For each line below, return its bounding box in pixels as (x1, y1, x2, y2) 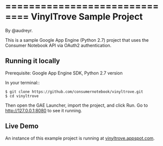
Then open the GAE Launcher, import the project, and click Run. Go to (5, 102, 148, 108)
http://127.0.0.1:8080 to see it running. (5, 107, 82, 113)
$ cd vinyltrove (5, 93, 39, 98)
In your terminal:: (5, 79, 40, 85)
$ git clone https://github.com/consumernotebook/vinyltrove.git (5, 89, 143, 94)
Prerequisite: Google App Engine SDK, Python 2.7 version (5, 70, 123, 76)
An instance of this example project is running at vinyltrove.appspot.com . (5, 135, 155, 141)
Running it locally (5, 57, 60, 65)
